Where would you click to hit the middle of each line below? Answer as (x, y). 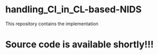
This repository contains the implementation (52, 24)
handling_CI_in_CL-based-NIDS (74, 10)
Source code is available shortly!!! (80, 44)
